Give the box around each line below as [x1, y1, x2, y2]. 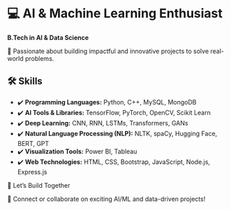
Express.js [17, 167, 47, 176]
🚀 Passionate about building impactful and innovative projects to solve [7, 47, 209, 55]
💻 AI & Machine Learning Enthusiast [7, 6, 223, 22]
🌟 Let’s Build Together [7, 181, 70, 189]
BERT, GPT [17, 139, 50, 147]
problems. [24, 54, 54, 63]
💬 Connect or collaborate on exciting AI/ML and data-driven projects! [7, 195, 206, 203]
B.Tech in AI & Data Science [7, 33, 89, 42]
